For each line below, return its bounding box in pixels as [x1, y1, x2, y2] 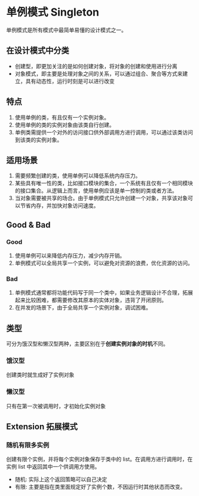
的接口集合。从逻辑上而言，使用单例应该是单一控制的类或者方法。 [14, 187, 177, 194]
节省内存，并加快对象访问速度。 [20, 202, 99, 209]
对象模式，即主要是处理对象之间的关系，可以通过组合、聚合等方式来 [14, 70, 183, 77]
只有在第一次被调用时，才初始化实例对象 [6, 402, 106, 409]
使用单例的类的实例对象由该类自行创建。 [14, 121, 115, 128]
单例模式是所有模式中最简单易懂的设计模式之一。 [6, 26, 127, 33]
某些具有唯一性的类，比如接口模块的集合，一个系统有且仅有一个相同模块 [14, 180, 193, 187]
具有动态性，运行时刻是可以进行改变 [25, 77, 115, 84]
